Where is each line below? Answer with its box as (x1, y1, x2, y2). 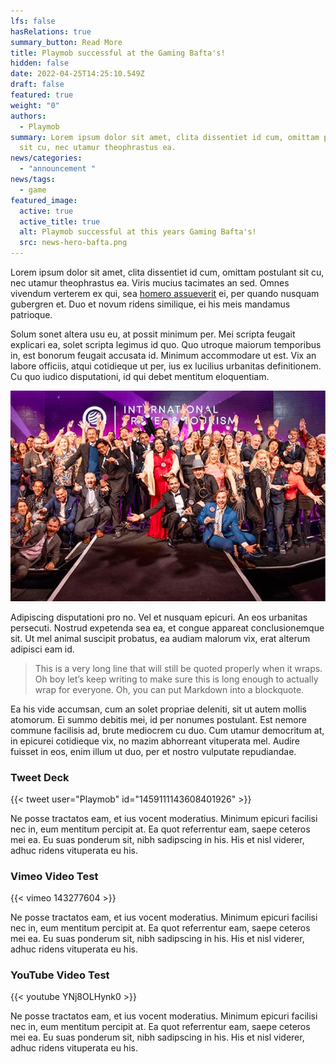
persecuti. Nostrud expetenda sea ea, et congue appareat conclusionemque (10, 621, 325, 634)
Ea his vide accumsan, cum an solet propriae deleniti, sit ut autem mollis (10, 703, 307, 715)
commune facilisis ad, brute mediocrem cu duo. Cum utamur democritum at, (10, 724, 325, 736)
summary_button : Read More (10, 37, 123, 47)
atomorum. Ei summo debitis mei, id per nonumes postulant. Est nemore (10, 713, 307, 725)
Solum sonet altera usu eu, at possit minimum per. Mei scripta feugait (10, 328, 296, 340)
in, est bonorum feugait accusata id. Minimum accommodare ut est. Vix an (10, 350, 317, 361)
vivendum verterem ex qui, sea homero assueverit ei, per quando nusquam (10, 288, 320, 299)
